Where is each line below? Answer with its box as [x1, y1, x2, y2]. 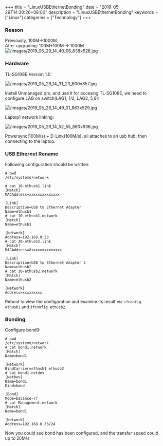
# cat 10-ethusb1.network [5, 213, 57, 218]
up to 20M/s [5, 435, 30, 441]
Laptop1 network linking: [5, 114, 54, 120]
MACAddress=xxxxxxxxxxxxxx [5, 192, 60, 197]
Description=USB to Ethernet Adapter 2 [5, 260, 86, 265]
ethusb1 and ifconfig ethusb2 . [5, 304, 67, 310]
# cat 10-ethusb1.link [5, 184, 51, 188]
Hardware [5, 60, 29, 67]
